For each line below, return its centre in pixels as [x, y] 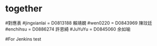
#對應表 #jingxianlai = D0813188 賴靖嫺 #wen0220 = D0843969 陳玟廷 [79, 23]
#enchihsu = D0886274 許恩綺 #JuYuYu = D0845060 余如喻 [68, 29]
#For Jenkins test [23, 39]
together [24, 9]
